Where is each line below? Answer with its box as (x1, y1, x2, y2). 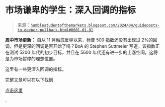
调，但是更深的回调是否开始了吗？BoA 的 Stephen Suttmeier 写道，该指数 (5, 43, 156, 49)
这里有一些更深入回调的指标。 (5, 66, 66, 72)
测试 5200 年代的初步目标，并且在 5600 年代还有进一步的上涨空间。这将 (9, 49, 158, 55)
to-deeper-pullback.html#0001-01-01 (17, 27, 93, 32)
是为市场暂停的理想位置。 (5, 55, 58, 61)
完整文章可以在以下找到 (5, 77, 53, 83)
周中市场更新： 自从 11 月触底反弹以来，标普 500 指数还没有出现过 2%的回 (5, 37, 158, 43)
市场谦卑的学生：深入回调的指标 (5, 4, 136, 16)
